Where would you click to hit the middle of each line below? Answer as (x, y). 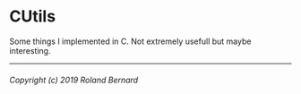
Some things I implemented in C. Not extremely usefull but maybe (130, 41)
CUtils (33, 17)
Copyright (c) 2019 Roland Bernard (74, 80)
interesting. (30, 50)
